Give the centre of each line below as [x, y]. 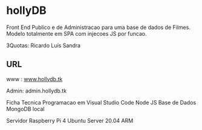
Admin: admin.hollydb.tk [37, 91]
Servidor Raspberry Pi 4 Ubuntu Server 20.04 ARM [70, 120]
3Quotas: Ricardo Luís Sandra [43, 45]
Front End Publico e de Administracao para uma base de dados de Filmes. [98, 27]
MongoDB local [25, 109]
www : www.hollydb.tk [34, 79]
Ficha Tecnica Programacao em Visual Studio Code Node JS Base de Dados [101, 102]
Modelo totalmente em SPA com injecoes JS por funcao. [77, 33]
